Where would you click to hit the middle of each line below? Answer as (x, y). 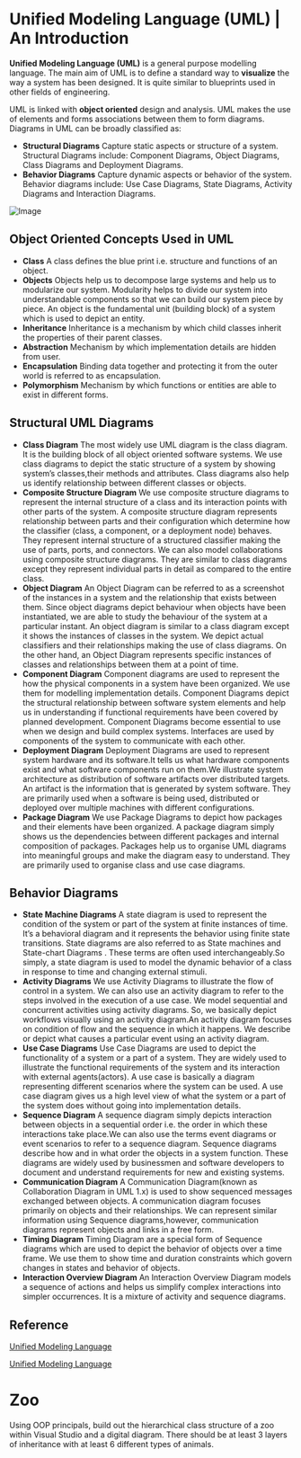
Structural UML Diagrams (82, 423)
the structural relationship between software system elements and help (154, 702)
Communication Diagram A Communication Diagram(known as (140, 1182)
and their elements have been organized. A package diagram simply (148, 826)
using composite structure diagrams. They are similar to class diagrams (155, 559)
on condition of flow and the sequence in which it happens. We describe (156, 1029)
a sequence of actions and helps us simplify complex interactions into (151, 1287)
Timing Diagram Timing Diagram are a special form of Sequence (142, 1240)
